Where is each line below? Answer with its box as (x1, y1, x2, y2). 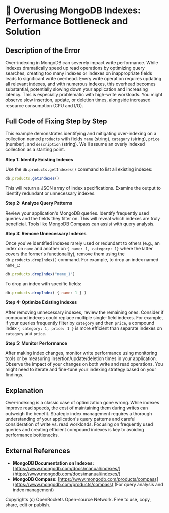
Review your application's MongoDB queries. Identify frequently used (5, 210, 149, 216)
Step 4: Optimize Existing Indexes (5, 299, 77, 305)
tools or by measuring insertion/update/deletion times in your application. (5, 355, 157, 362)
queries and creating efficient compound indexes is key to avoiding (5, 427, 144, 433)
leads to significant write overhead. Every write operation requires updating (5, 76, 162, 81)
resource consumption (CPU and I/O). (5, 102, 84, 108)
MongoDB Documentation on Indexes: (12, 460, 94, 466)
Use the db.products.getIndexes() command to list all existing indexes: (5, 166, 153, 172)
